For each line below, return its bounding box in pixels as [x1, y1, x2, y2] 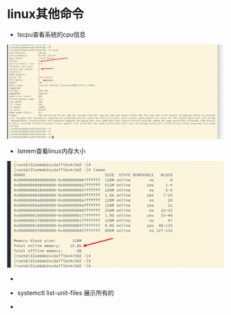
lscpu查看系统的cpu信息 [16, 30, 86, 39]
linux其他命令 [7, 6, 85, 22]
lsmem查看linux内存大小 [16, 146, 86, 155]
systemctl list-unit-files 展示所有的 [16, 288, 115, 296]
